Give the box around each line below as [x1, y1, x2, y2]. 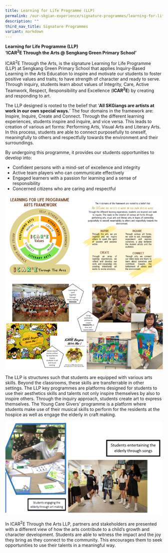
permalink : [5, 13, 28, 18]
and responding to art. [5, 93, 51, 99]
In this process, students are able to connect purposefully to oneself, [5, 129, 147, 135]
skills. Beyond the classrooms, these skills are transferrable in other [5, 380, 144, 386]
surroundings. [5, 140, 34, 146]
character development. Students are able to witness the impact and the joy [5, 531, 161, 537]
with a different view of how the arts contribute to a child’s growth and [5, 526, 150, 532]
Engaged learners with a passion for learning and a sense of [12, 175, 137, 181]
